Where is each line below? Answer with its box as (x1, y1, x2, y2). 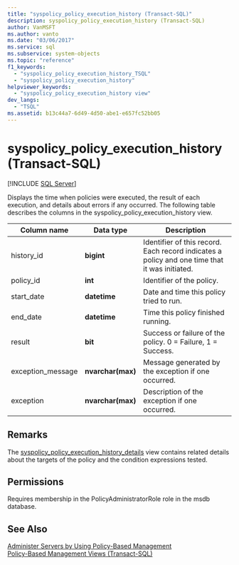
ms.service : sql (7, 43, 55, 51)
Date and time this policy (143, 286, 226, 296)
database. (7, 502, 37, 511)
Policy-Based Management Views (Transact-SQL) (7, 549, 153, 558)
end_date (11, 311, 43, 321)
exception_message (11, 366, 78, 376)
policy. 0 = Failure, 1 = (143, 336, 218, 346)
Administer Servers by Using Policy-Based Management (7, 542, 172, 551)
